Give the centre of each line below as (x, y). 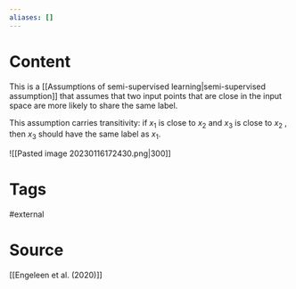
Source (37, 250)
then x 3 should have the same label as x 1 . (85, 135)
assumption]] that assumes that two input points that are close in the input (146, 95)
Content (40, 61)
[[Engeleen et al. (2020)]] (56, 275)
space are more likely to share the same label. (94, 105)
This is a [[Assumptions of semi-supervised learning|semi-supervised (137, 87)
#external (27, 214)
